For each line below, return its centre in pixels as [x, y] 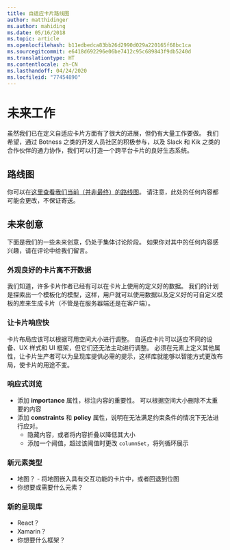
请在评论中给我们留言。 [58, 250]
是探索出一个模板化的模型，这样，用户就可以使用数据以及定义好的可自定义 [112, 295]
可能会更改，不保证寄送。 [43, 201]
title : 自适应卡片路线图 [38, 13]
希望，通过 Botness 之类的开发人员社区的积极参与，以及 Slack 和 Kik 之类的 [114, 142]
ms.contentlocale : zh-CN [42, 64]
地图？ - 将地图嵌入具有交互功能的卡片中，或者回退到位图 [98, 479]
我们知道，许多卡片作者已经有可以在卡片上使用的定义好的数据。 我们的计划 [113, 286]
